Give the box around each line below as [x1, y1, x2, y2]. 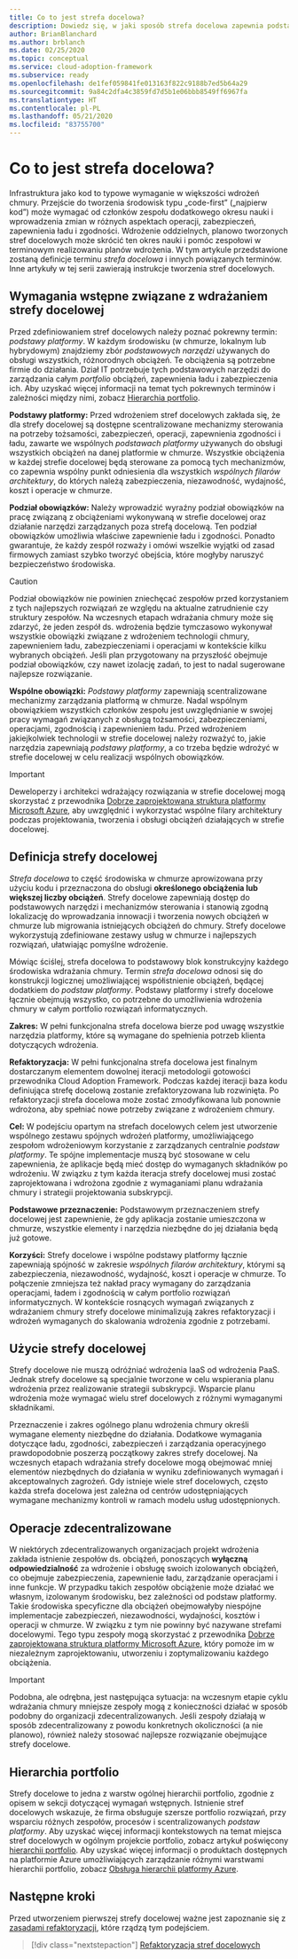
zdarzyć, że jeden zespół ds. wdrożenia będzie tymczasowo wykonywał [9, 621, 272, 632]
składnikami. [9, 1403, 55, 1413]
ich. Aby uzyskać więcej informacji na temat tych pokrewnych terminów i [9, 382, 276, 393]
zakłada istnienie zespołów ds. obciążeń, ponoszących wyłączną [9, 1554, 248, 1564]
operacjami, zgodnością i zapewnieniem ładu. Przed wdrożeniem [9, 723, 247, 734]
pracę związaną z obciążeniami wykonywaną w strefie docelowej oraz [9, 511, 266, 522]
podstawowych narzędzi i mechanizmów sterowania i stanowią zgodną [9, 901, 269, 912]
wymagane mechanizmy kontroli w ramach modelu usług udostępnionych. [9, 1495, 281, 1506]
